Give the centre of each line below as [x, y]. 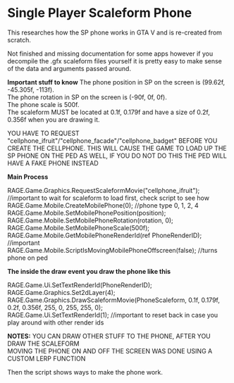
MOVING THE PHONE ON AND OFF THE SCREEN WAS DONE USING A [110, 351]
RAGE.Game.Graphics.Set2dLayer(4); [61, 292]
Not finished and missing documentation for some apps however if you [110, 54]
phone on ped [27, 258]
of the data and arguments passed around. [69, 68]
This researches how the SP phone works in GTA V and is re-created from [115, 32]
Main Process [28, 177]
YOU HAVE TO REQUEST [43, 133]
